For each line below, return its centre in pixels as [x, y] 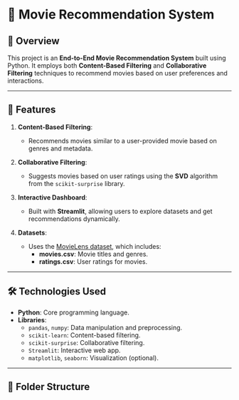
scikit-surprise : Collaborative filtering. [86, 342]
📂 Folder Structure [49, 387]
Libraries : [32, 319]
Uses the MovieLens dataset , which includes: [95, 246]
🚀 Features [32, 110]
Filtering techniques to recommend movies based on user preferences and [117, 73]
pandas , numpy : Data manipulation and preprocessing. [105, 327]
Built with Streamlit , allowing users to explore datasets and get [120, 211]
